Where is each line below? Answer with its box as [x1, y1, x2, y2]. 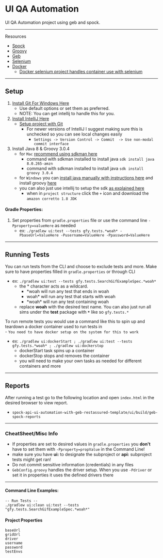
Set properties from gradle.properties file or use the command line [12, 217, 147, 223]
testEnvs [5, 549, 23, 554]
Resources [5, 33, 27, 39]
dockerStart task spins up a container [19, 347, 95, 353]
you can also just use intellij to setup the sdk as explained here [19, 185, 145, 191]
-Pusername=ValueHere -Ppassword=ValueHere [60, 233, 150, 237]
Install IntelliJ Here [12, 116, 49, 121]
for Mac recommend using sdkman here [19, 151, 98, 156]
